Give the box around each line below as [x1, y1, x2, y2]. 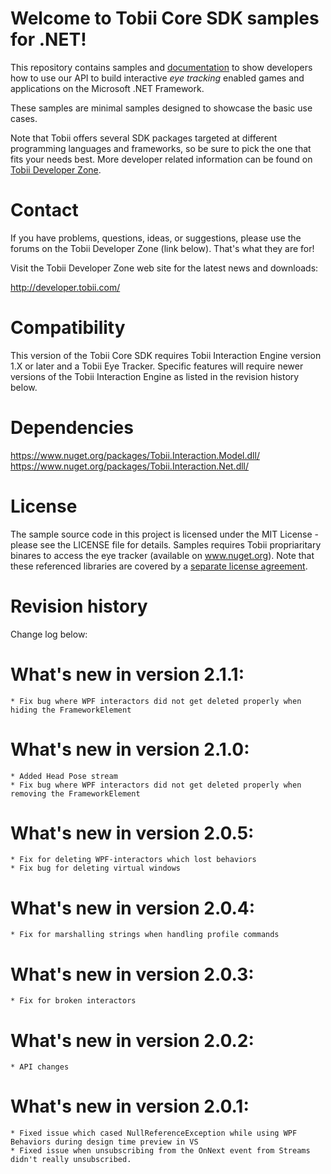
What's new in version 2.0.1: [10, 1095, 250, 1118]
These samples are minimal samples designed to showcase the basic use [10, 102, 313, 114]
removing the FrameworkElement [10, 788, 141, 799]
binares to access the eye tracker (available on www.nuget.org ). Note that [10, 549, 315, 561]
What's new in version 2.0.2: [10, 1029, 255, 1052]
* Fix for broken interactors [10, 996, 137, 1006]
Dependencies [10, 417, 134, 439]
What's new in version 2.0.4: [10, 897, 256, 919]
